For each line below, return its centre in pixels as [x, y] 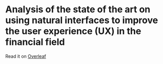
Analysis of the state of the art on [78, 9]
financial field [35, 42]
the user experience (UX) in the [73, 31]
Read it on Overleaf [26, 56]
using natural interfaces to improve [82, 20]
